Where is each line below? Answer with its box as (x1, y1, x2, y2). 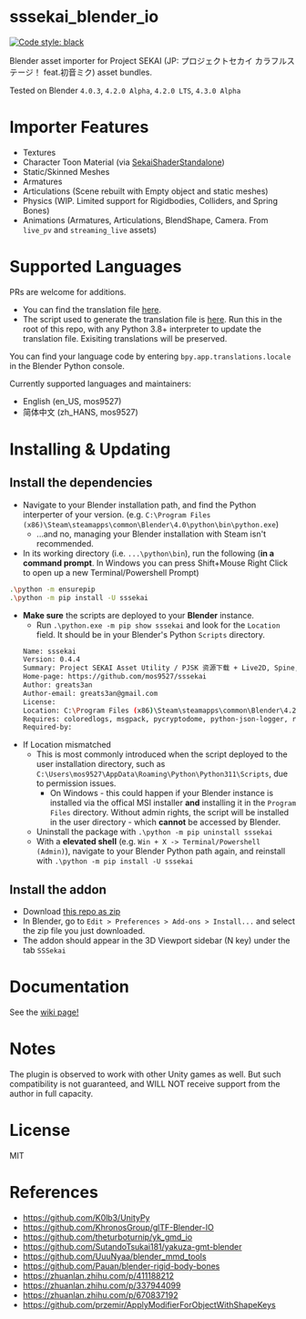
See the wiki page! (9, 1007, 79, 1017)
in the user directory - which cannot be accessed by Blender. (49, 817, 280, 828)
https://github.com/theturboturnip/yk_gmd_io (22, 1232, 193, 1242)
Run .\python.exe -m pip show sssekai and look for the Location (36, 619, 280, 630)
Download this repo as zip (22, 906, 121, 917)
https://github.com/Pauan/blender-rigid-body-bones (22, 1260, 220, 1272)
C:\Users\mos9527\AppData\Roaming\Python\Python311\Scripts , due (36, 768, 289, 780)
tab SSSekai (22, 945, 66, 956)
